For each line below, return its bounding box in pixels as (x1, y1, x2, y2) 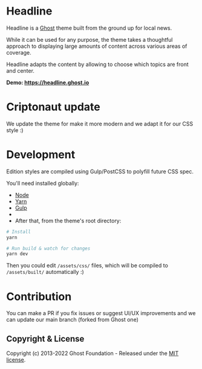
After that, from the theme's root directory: (15, 217, 122, 224)
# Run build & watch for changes (6, 245, 91, 251)
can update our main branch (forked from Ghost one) (6, 316, 139, 324)
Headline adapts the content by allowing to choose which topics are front (6, 61, 189, 68)
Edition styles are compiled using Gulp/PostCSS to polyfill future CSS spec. (6, 168, 194, 175)
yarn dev (6, 251, 28, 257)
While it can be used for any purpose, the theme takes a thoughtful (6, 36, 174, 43)
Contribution (6, 290, 72, 304)
